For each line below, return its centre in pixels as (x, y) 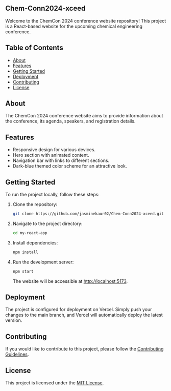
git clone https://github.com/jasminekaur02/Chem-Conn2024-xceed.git (88, 214)
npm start (23, 271)
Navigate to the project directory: (47, 223)
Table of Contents (34, 48)
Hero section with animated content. (51, 155)
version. (14, 320)
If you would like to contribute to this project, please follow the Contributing (84, 349)
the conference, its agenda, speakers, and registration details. (70, 121)
